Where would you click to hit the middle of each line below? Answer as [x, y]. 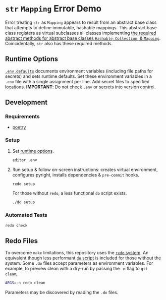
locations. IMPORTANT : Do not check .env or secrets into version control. [81, 87]
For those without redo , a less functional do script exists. [70, 193]
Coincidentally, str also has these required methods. [59, 43]
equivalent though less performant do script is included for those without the [83, 258]
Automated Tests [27, 215]
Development [27, 102]
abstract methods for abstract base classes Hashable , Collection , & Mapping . [83, 38]
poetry [19, 127]
